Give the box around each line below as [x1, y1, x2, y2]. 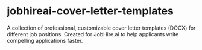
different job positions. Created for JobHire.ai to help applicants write [7, 30, 179, 37]
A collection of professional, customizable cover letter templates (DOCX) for [7, 24, 196, 31]
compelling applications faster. [7, 37, 83, 44]
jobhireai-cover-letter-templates [7, 4, 174, 18]
